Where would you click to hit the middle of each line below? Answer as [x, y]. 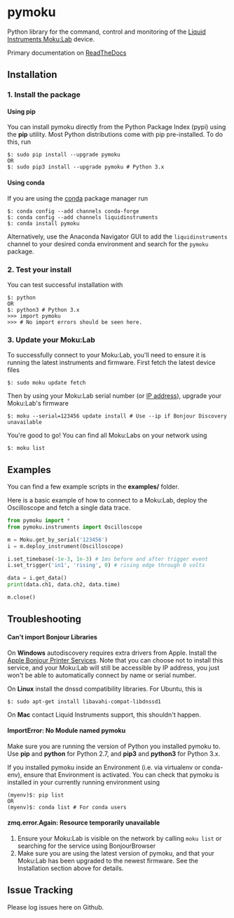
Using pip [22, 111]
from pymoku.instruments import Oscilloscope [75, 527]
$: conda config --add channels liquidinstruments [83, 217]
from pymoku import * [39, 521]
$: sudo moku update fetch [47, 383]
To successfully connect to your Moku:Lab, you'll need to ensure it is [107, 355]
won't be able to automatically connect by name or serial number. [102, 675]
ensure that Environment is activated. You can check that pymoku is [121, 774]
